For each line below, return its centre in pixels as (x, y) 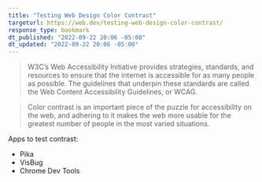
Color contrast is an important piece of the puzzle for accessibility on (140, 107)
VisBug (31, 162)
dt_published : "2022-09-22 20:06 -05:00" (77, 37)
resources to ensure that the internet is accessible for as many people (141, 75)
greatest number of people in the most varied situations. (118, 124)
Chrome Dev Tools (50, 171)
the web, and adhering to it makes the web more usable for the (129, 115)
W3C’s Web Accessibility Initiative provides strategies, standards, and (140, 67)
